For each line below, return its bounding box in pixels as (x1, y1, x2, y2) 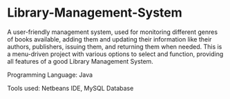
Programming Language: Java (7, 71, 93, 79)
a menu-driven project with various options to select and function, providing (7, 50, 224, 58)
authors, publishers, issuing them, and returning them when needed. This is (7, 42, 222, 51)
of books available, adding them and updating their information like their (7, 35, 212, 43)
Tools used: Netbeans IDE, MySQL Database (7, 84, 134, 92)
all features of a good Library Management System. (7, 57, 154, 65)
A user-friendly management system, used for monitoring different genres (7, 28, 218, 36)
